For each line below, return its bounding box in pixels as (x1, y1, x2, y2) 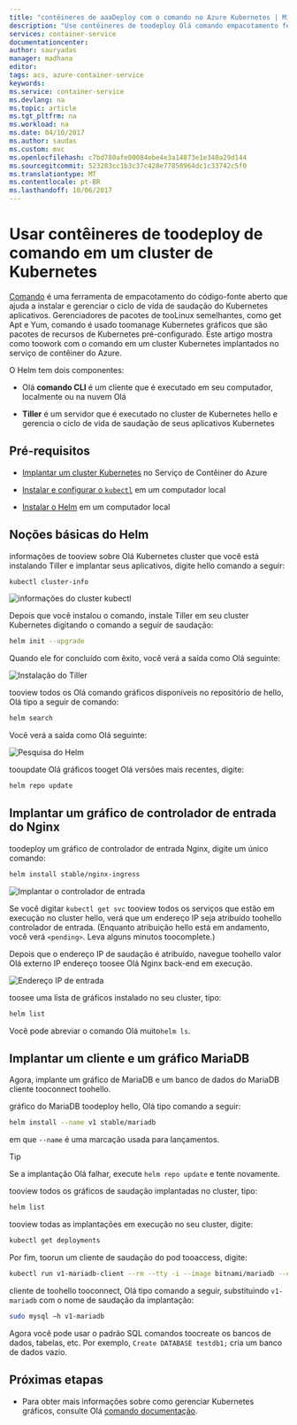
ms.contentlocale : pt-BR (9, 178, 101, 187)
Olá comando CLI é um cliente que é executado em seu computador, (21, 382, 273, 393)
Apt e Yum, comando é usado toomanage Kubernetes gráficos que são (9, 319, 268, 330)
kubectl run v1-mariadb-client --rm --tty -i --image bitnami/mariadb (9, 1269, 275, 1279)
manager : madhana (9, 54, 73, 63)
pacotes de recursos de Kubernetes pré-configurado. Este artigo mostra (9, 329, 273, 339)
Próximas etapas (9, 1373, 103, 1388)
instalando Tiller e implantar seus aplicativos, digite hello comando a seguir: (9, 560, 286, 571)
